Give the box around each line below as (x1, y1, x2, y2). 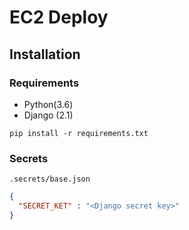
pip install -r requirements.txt (9, 128, 149, 138)
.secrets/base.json (9, 174, 91, 185)
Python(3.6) (23, 98, 74, 110)
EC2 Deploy (9, 6, 109, 29)
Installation (9, 46, 81, 63)
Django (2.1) (23, 109, 74, 121)
